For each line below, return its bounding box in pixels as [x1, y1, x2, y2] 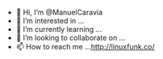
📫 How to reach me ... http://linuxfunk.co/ [15, 42, 155, 51]
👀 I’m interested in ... [15, 16, 85, 26]
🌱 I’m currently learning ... [15, 25, 102, 33]
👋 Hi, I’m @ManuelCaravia [15, 8, 103, 17]
